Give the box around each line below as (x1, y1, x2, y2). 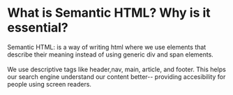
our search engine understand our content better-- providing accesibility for (7, 72, 226, 81)
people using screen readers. (7, 80, 92, 88)
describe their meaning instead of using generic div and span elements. (7, 50, 214, 59)
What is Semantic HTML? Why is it (7, 5, 211, 21)
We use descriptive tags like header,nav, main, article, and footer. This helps (7, 65, 227, 73)
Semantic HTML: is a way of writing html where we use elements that (7, 43, 206, 51)
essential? (7, 20, 68, 36)
